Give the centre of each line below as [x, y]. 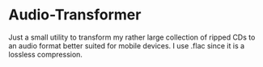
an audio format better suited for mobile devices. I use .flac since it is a [127, 45]
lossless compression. [46, 54]
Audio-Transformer [75, 15]
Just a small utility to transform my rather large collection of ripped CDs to [132, 37]
